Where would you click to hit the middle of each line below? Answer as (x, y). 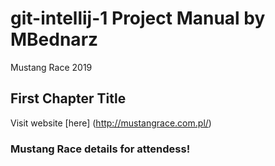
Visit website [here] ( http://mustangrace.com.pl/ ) (111, 123)
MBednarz (54, 39)
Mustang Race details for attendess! (100, 149)
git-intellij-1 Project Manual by (138, 18)
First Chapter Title (68, 98)
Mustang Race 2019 (51, 67)
